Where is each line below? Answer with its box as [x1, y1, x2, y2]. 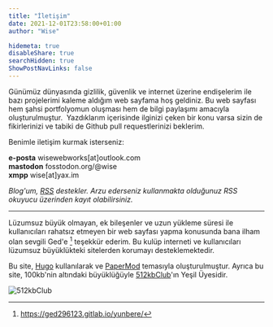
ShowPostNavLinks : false [8, 64, 93, 73]
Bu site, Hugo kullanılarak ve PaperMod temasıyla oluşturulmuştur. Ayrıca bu [8, 261, 264, 271]
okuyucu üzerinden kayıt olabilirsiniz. [8, 194, 133, 204]
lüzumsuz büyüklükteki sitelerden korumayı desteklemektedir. [8, 245, 215, 255]
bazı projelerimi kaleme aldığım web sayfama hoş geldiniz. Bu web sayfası [8, 95, 257, 105]
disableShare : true [8, 50, 75, 58]
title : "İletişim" [8, 11, 71, 20]
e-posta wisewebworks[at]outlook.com [8, 152, 141, 163]
